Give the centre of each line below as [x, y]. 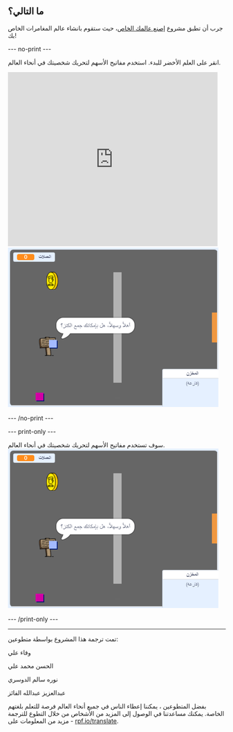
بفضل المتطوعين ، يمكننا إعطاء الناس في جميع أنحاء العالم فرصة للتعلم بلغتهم [107, 706]
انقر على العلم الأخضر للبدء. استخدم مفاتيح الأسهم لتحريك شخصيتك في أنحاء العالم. [114, 62]
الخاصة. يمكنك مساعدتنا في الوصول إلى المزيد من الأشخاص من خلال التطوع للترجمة [116, 713]
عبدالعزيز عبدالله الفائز [37, 692]
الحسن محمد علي [31, 665]
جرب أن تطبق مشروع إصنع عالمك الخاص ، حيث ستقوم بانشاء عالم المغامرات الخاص [115, 28]
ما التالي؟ [26, 11]
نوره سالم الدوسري [33, 679]
